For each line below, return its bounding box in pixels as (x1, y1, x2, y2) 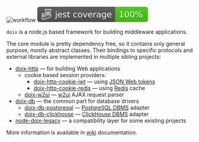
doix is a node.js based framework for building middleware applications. (6, 28, 188, 35)
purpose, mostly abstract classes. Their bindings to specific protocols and (6, 47, 194, 54)
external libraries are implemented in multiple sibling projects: (6, 53, 161, 60)
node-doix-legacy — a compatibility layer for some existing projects (15, 117, 186, 124)
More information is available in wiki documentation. (6, 129, 137, 136)
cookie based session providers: (24, 72, 106, 78)
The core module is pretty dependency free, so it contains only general (6, 40, 185, 47)
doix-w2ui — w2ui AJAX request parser (24, 91, 125, 98)
